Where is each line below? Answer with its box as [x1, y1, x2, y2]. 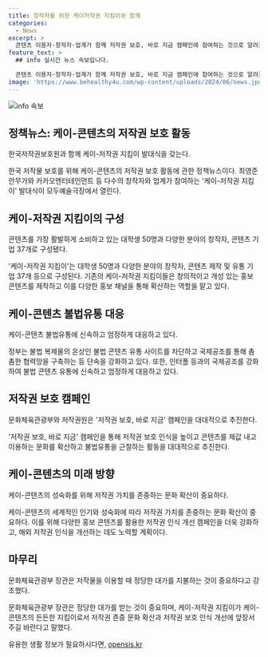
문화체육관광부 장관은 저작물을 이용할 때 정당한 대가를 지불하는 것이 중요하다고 [8, 576, 251, 585]
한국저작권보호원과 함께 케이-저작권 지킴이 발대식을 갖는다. [8, 149, 191, 159]
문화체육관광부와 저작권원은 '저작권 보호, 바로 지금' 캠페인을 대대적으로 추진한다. [8, 414, 258, 424]
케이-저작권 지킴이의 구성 [8, 212, 125, 225]
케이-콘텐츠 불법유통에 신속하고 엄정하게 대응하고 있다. [8, 330, 178, 339]
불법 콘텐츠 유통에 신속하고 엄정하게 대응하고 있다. [22, 366, 179, 376]
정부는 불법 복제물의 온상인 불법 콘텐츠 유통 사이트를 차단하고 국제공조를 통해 [8, 346, 247, 356]
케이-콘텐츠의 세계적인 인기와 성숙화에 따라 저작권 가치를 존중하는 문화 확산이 [8, 507, 248, 516]
